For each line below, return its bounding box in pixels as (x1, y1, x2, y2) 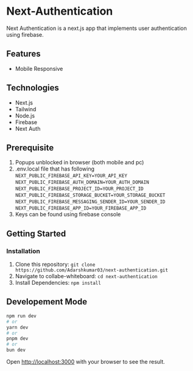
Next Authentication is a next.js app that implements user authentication (6, 24, 187, 32)
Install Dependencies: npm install (15, 279, 102, 287)
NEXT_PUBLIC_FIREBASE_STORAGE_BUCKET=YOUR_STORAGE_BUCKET (15, 193, 166, 199)
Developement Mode (6, 296, 87, 307)
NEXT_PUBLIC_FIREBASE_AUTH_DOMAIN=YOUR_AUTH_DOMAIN (15, 179, 149, 186)
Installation (6, 246, 41, 255)
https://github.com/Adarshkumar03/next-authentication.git (15, 267, 169, 273)
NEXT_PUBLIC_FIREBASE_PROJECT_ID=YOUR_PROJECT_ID (15, 186, 144, 192)
